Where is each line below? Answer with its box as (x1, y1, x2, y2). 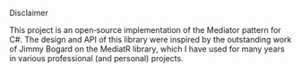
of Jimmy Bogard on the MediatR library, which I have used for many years (9, 44, 285, 54)
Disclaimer (9, 8, 49, 18)
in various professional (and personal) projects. (9, 53, 184, 63)
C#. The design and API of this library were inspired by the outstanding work (9, 35, 292, 44)
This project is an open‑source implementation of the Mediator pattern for (9, 25, 282, 35)
